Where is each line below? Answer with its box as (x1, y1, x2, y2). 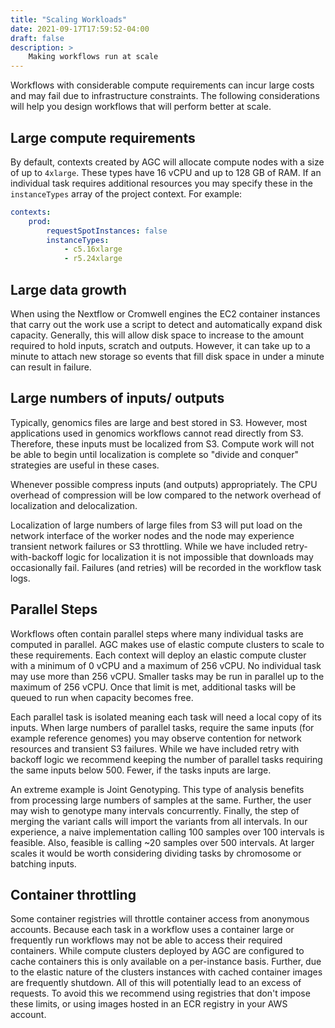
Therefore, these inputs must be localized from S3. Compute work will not (10, 437, 315, 450)
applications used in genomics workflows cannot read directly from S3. (10, 427, 304, 439)
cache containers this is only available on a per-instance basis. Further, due (10, 956, 322, 968)
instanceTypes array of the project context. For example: (10, 187, 243, 200)
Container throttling (10, 887, 137, 904)
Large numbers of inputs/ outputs (10, 390, 225, 407)
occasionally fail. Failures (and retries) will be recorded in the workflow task (10, 561, 322, 573)
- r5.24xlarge (63, 254, 123, 264)
